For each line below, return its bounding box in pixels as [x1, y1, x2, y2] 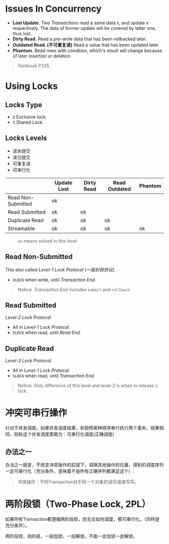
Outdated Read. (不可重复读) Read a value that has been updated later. [12, 41, 160, 48]
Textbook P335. [17, 63, 51, 69]
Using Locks [5, 80, 58, 92]
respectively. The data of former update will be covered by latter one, [12, 25, 156, 31]
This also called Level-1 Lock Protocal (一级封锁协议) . [5, 266, 116, 273]
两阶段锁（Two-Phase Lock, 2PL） [5, 499, 151, 510]
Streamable [8, 225, 35, 232]
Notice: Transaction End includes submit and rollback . [17, 286, 131, 292]
